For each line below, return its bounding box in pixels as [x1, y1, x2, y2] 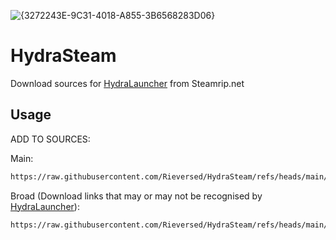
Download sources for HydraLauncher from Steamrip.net [10, 77, 245, 89]
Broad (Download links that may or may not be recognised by [10, 190, 263, 202]
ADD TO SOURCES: [10, 133, 91, 145]
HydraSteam [10, 45, 117, 67]
